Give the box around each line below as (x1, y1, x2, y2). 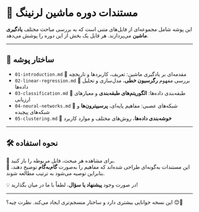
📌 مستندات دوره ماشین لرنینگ (6, 6, 138, 20)
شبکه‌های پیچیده (14, 108, 50, 115)
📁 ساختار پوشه (6, 55, 54, 65)
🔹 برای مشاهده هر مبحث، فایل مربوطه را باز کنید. (6, 157, 115, 164)
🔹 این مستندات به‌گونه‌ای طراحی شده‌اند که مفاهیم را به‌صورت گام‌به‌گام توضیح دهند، (6, 163, 190, 170)
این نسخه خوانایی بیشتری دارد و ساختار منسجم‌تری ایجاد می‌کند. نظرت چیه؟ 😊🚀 (6, 198, 184, 205)
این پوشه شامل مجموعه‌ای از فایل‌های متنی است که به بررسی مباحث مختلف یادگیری (6, 26, 192, 33)
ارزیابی (14, 96, 31, 103)
